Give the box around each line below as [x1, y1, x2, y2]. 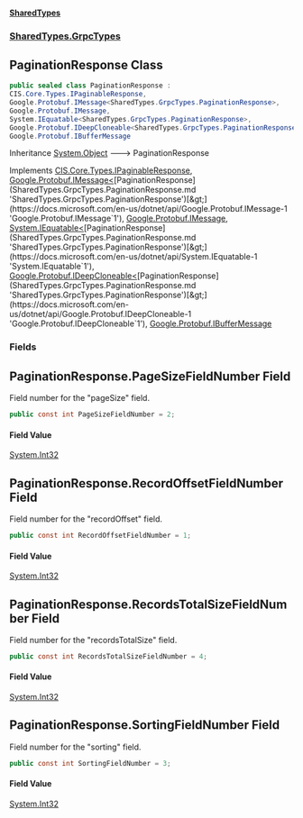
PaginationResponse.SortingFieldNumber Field [9, 717, 280, 733]
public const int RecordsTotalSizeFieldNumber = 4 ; [9, 651, 207, 661]
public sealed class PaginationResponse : [9, 81, 171, 90]
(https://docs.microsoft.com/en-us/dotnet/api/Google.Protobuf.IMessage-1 [9, 204, 288, 214]
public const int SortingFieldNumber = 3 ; [9, 759, 171, 768]
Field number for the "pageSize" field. [9, 393, 151, 404]
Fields [9, 341, 37, 353]
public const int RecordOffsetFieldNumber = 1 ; [9, 532, 192, 541]
